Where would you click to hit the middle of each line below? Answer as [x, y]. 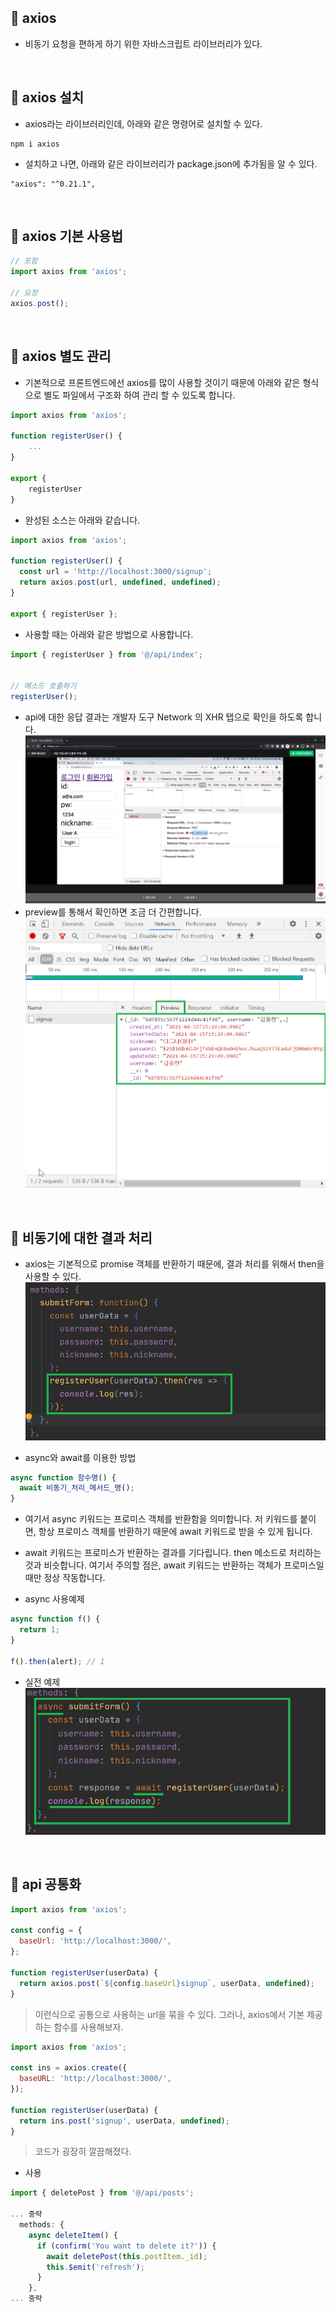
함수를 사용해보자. [88, 2027]
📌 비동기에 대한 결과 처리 [81, 1237]
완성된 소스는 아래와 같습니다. [82, 520]
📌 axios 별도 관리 [61, 356]
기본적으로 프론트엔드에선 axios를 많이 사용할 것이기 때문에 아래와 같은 [162, 382]
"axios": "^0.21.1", [53, 184]
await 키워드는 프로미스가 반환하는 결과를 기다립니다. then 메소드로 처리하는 [173, 1553]
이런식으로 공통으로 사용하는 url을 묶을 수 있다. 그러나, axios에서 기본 [169, 2014]
